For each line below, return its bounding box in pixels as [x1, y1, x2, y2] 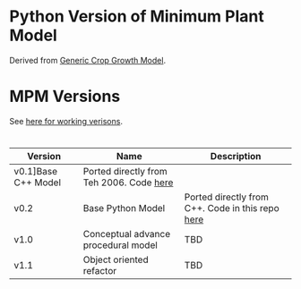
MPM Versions [9, 87, 121, 106]
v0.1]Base [13, 166, 58, 178]
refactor [82, 265, 117, 277]
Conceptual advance [82, 228, 171, 241]
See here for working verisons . [9, 115, 124, 126]
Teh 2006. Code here [82, 176, 174, 189]
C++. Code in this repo [184, 202, 279, 215]
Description [210, 150, 262, 163]
